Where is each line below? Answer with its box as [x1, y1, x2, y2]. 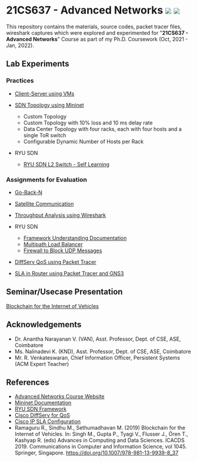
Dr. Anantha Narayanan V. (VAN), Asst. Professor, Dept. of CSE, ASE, [14, 335, 181, 342]
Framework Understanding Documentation [23, 234, 127, 242]
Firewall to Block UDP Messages [23, 247, 102, 254]
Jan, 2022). [6, 42, 34, 49]
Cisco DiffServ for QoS [14, 412, 71, 419]
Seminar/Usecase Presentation [6, 287, 123, 297]
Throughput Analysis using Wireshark [14, 212, 106, 219]
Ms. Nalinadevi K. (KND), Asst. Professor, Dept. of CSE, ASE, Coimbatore [14, 348, 191, 355]
